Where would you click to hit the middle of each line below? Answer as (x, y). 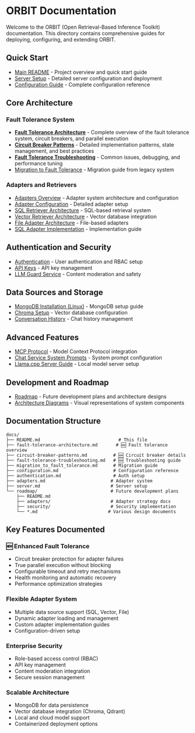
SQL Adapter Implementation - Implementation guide (78, 229)
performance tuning (39, 164)
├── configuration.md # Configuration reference (93, 470)
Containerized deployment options (56, 724)
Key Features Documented (55, 530)
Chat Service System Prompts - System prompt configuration (88, 358)
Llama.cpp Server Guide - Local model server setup (77, 364)
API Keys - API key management (53, 267)
